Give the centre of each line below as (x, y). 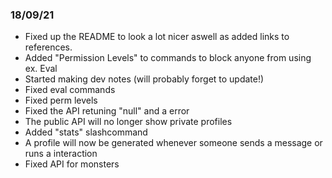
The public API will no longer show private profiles (128, 122)
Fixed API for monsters (72, 164)
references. (48, 47)
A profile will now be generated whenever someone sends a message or (173, 143)
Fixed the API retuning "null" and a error (107, 111)
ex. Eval (41, 69)
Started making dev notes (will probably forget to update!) (144, 79)
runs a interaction (61, 154)
